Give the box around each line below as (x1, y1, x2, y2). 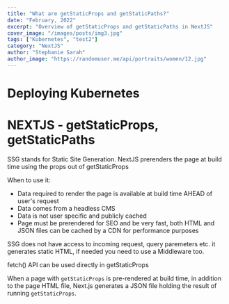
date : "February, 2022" (7, 17, 77, 24)
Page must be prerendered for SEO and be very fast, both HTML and (17, 218, 215, 227)
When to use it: (7, 175, 51, 184)
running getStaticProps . (7, 289, 77, 297)
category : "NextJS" (7, 42, 64, 49)
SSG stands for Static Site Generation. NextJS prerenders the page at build (7, 154, 223, 163)
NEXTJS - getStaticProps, (7, 118, 159, 133)
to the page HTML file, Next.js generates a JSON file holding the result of (7, 281, 217, 289)
